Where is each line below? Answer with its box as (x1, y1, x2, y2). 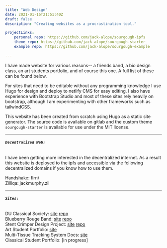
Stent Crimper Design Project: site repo (5, 221, 85, 227)
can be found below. (5, 73, 47, 79)
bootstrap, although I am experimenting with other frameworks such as (5, 98, 151, 105)
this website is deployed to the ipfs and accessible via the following (5, 160, 143, 166)
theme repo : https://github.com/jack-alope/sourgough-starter (14, 39, 146, 45)
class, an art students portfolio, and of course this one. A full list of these (5, 68, 154, 74)
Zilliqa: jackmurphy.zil (5, 180, 50, 186)
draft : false (5, 16, 32, 21)
